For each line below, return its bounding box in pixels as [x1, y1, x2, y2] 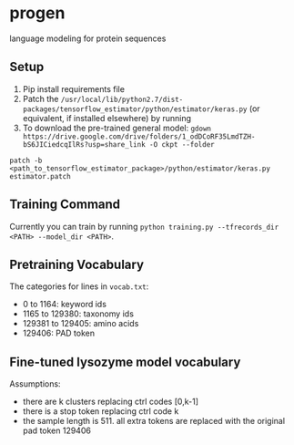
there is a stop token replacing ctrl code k [22, 406, 179, 417]
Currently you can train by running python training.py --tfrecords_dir [9, 221, 279, 232]
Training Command [9, 197, 121, 212]
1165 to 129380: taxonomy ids [22, 308, 135, 319]
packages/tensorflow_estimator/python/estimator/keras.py [22, 104, 248, 114]
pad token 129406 [22, 425, 91, 436]
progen [9, 3, 66, 24]
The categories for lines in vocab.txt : [9, 281, 149, 292]
